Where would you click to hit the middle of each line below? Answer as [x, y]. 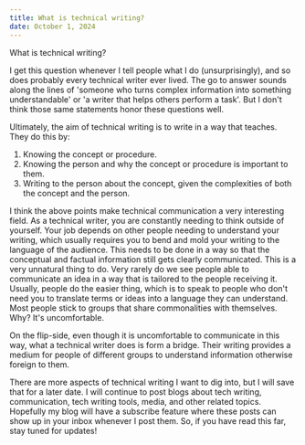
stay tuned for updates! [53, 430]
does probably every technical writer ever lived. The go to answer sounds [148, 79]
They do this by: [40, 136]
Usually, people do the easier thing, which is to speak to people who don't [149, 288]
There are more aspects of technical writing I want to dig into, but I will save [152, 382]
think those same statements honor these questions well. [117, 109]
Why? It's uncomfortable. [57, 317]
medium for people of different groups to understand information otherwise [151, 355]
